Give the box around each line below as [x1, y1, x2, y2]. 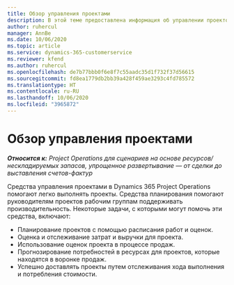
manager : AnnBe [7, 29, 52, 37]
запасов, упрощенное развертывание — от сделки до [60, 161, 222, 169]
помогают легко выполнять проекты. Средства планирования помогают [7, 190, 224, 198]
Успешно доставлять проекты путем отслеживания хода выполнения [17, 262, 225, 270]
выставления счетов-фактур [7, 169, 93, 177]
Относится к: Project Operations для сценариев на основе [7, 154, 181, 162]
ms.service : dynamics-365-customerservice [7, 49, 132, 56]
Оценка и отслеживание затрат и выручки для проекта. [17, 233, 183, 241]
